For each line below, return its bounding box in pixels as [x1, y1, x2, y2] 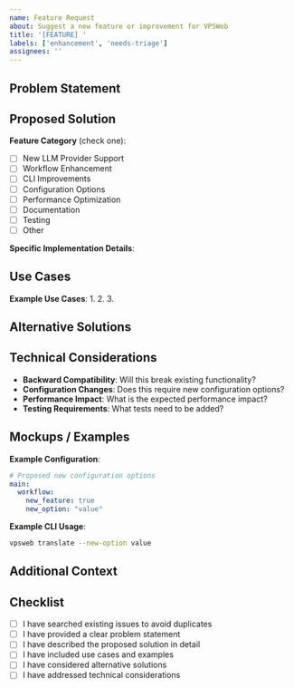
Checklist [9, 595, 65, 610]
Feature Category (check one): [9, 135, 127, 146]
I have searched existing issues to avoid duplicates [22, 618, 213, 630]
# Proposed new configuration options [9, 470, 156, 480]
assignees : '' [9, 47, 63, 56]
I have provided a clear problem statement [22, 629, 181, 640]
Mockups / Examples [9, 430, 130, 445]
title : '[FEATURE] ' [9, 30, 88, 39]
